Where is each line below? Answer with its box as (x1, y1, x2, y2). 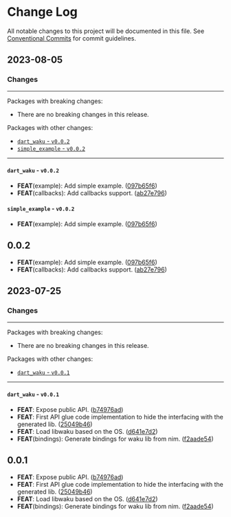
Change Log (7, 4, 78, 20)
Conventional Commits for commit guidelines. (7, 34, 136, 42)
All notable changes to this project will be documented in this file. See (7, 27, 205, 35)
